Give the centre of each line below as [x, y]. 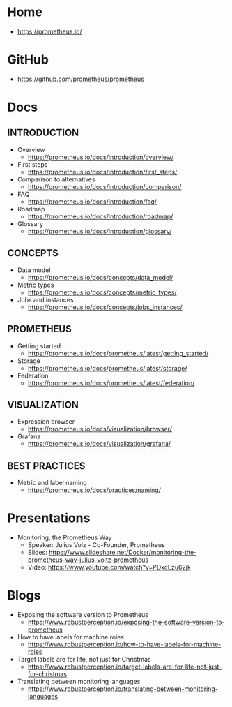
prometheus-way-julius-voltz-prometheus [88, 560]
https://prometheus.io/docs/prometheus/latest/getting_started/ [118, 353]
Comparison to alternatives [56, 179]
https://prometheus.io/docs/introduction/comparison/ [105, 186]
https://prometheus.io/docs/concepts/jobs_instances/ [105, 307]
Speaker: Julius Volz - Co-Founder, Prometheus [96, 545]
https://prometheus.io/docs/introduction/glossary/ [100, 231]
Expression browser [46, 422]
